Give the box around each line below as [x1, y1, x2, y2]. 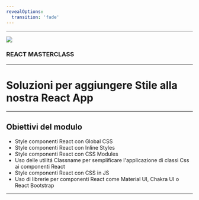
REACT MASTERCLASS [6, 50, 75, 59]
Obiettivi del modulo [6, 122, 83, 132]
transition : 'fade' [11, 14, 60, 20]
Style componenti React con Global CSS [14, 137, 113, 145]
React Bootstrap [14, 182, 54, 189]
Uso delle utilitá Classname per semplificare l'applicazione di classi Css [14, 156, 190, 163]
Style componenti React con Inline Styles [14, 144, 115, 151]
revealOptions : [6, 8, 44, 15]
